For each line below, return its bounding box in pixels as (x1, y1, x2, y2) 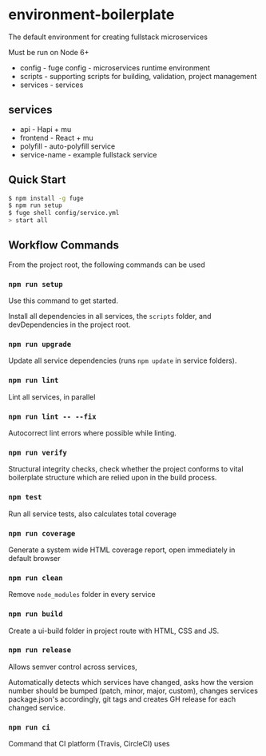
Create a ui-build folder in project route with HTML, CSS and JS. (8, 626, 220, 635)
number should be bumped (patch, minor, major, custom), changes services (8, 686, 258, 695)
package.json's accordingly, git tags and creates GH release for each (8, 694, 236, 704)
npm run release (8, 646, 72, 655)
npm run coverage (8, 529, 76, 538)
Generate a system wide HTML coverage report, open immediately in (8, 545, 236, 555)
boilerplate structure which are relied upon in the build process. (8, 473, 217, 483)
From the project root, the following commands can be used (8, 260, 205, 269)
